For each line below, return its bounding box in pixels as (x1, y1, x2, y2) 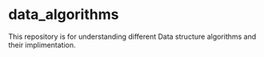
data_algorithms (8, 6, 119, 24)
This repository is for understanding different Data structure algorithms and (8, 32, 257, 41)
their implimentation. (8, 40, 76, 49)
